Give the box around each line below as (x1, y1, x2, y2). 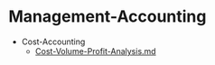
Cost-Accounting (21, 36, 86, 47)
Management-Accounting (8, 6, 207, 27)
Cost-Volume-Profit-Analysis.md (34, 45, 156, 56)
